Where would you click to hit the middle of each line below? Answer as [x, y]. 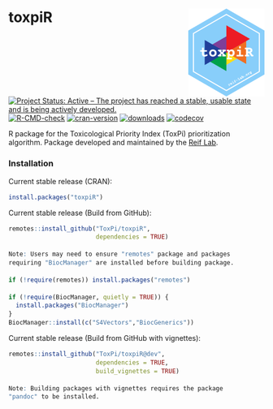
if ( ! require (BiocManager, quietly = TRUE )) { [89, 297]
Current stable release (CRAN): [60, 181]
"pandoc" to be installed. [54, 397]
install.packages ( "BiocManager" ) [72, 306]
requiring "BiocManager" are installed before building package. [121, 263]
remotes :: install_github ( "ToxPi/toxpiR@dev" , [87, 354]
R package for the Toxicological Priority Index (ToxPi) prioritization [119, 134]
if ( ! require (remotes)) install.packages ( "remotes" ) [100, 280]
